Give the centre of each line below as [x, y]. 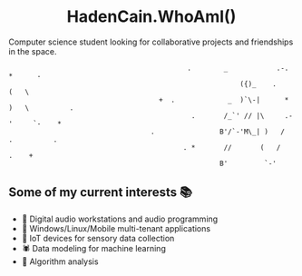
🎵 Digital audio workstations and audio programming [120, 219]
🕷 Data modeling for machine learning [94, 248]
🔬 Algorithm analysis [60, 261]
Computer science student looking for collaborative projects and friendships [151, 42]
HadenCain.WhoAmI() [151, 17]
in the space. [33, 51]
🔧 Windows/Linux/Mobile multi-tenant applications [116, 228]
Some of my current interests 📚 [100, 192]
